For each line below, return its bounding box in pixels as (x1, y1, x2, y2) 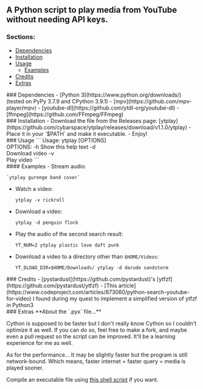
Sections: (6, 33, 35, 42)
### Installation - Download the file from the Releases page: (6, 117, 157, 124)
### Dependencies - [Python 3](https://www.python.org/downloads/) (6, 91, 182, 98)
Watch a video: (15, 185, 53, 192)
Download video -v (6, 149, 54, 157)
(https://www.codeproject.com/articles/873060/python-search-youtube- (6, 288, 190, 295)
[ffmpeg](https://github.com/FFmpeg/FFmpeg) (6, 110, 124, 118)
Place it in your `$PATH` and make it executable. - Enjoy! (6, 130, 148, 137)
